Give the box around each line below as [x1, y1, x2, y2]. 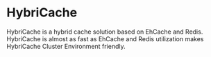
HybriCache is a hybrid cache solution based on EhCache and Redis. [6, 27, 203, 36]
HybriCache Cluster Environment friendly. [6, 42, 126, 50]
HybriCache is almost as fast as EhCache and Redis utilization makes [6, 34, 204, 43]
